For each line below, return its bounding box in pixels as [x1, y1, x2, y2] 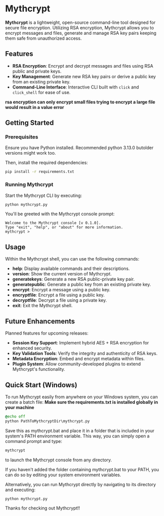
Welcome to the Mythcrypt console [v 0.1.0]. [5, 221, 101, 226]
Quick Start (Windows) [5, 381, 78, 389]
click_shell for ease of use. [12, 89, 71, 95]
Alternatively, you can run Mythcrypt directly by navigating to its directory [5, 481, 156, 487]
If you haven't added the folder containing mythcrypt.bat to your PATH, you [5, 466, 159, 472]
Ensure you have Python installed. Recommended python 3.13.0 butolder [5, 145, 154, 151]
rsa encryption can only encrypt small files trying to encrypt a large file [5, 99, 156, 105]
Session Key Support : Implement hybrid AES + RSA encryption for [12, 340, 149, 346]
